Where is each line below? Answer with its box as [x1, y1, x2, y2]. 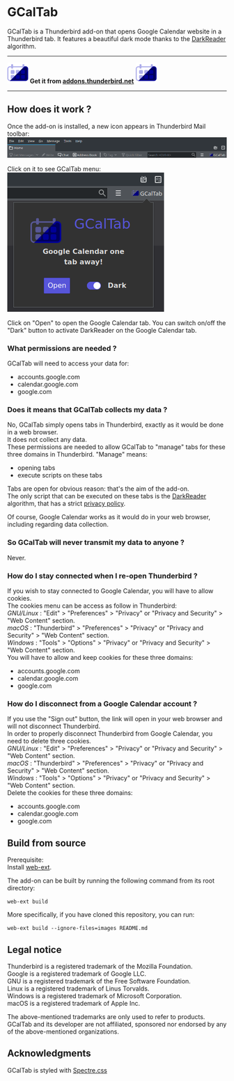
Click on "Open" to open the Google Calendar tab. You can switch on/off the [7, 318, 226, 327]
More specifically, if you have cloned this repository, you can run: [7, 910, 195, 919]
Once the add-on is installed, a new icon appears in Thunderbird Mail [7, 122, 206, 130]
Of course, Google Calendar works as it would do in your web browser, [7, 513, 211, 521]
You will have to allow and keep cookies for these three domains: [7, 654, 194, 661]
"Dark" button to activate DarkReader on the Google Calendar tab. [7, 326, 197, 334]
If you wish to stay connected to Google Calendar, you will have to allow [7, 587, 214, 595]
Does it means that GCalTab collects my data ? [7, 405, 168, 415]
